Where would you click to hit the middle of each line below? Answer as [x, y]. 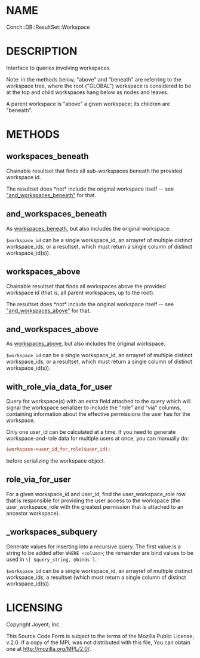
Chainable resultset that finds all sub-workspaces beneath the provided [94, 171]
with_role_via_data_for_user [59, 387]
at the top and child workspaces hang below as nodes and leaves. [87, 92]
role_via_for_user [39, 480]
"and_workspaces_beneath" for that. [51, 195]
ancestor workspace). [33, 513]
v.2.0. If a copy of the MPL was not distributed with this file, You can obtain [99, 642]
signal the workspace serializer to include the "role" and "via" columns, [94, 408]
